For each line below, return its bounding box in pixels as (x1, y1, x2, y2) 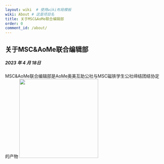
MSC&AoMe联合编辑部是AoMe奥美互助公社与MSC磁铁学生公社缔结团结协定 (5, 73, 160, 79)
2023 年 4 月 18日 (5, 60, 41, 66)
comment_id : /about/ (5, 26, 48, 31)
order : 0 (5, 21, 23, 26)
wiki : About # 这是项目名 (5, 12, 55, 17)
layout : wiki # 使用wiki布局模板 (5, 7, 71, 12)
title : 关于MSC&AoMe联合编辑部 (5, 16, 64, 21)
